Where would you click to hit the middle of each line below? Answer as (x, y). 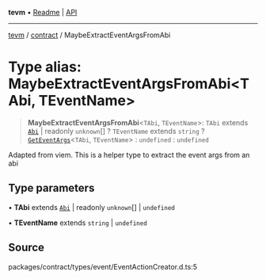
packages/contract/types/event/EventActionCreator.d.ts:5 (103, 266)
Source (27, 248)
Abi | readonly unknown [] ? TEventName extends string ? (116, 131)
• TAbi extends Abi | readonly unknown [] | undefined (92, 207)
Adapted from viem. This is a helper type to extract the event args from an (129, 155)
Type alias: (45, 67)
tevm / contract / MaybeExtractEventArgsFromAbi (89, 35)
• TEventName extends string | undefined (78, 223)
